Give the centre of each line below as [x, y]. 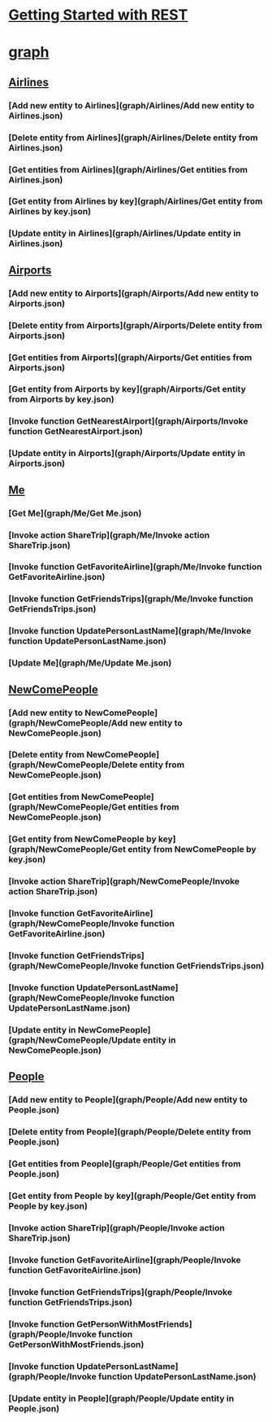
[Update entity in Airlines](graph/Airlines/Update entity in [125, 234]
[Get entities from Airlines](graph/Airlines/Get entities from [128, 169]
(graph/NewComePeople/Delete [73, 765]
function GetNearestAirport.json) [76, 432]
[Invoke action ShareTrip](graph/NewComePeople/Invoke [124, 881]
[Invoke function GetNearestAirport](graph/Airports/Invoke [128, 421]
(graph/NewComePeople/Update [75, 1040]
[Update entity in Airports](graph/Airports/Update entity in [127, 454]
